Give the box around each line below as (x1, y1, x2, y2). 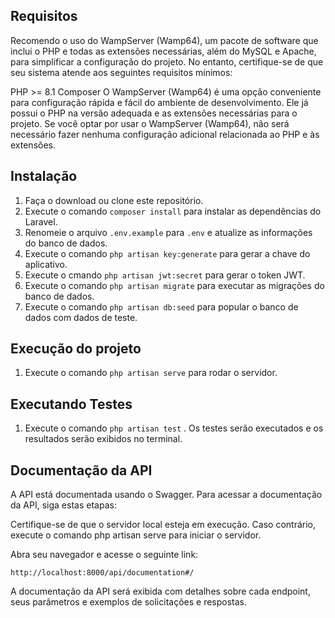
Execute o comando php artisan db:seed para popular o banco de (24, 300, 299, 313)
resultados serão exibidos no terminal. (24, 433, 183, 445)
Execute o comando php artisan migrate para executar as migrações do (24, 279, 325, 291)
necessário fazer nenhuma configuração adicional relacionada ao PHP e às (10, 128, 320, 140)
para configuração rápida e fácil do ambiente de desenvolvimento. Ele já (10, 96, 309, 108)
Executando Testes (10, 395, 133, 413)
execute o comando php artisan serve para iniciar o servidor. (10, 529, 262, 541)
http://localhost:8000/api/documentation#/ (10, 568, 195, 578)
